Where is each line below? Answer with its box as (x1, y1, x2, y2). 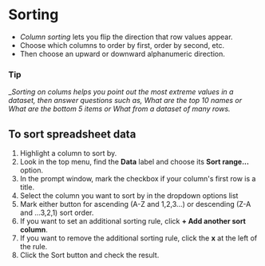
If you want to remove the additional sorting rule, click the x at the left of (19, 233, 258, 243)
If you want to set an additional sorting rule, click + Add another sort (19, 216, 246, 226)
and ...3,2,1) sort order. (19, 208, 94, 217)
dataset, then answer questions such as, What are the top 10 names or (8, 96, 242, 105)
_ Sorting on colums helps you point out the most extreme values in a (8, 87, 234, 97)
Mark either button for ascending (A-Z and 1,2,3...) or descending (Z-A (19, 200, 251, 209)
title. (19, 182, 34, 193)
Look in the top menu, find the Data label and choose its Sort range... (19, 157, 250, 167)
